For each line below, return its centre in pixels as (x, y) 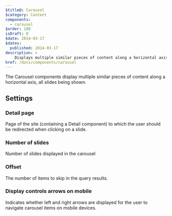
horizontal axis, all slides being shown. (46, 82)
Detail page (20, 113)
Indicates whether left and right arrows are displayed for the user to (77, 202)
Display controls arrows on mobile (49, 191)
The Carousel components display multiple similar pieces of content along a (85, 77)
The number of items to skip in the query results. (57, 178)
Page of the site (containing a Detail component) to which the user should (83, 124)
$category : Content (26, 15)
